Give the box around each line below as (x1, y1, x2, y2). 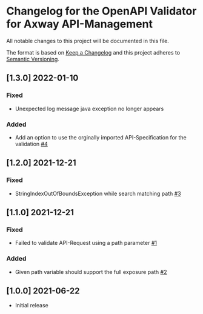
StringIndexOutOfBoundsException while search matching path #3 (15, 190, 182, 197)
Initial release (15, 302, 48, 309)
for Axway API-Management (6, 17, 153, 31)
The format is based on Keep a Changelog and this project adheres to (6, 48, 181, 56)
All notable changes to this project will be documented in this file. (6, 37, 170, 44)
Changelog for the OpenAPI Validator (6, 4, 197, 18)
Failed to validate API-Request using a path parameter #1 (15, 239, 158, 247)
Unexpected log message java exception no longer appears (15, 105, 164, 112)
